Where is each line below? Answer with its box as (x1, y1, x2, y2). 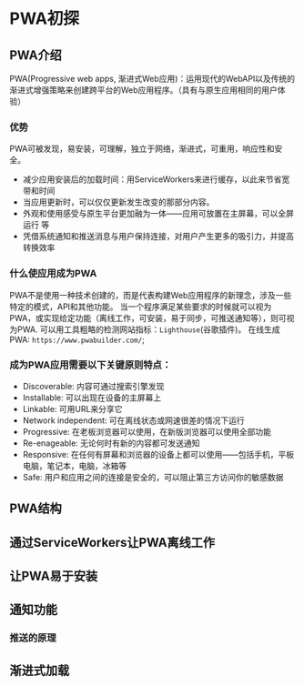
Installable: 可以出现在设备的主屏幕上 (22, 392, 162, 403)
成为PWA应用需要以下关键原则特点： (9, 358, 172, 371)
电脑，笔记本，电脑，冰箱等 (22, 460, 127, 471)
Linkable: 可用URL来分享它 (22, 403, 123, 414)
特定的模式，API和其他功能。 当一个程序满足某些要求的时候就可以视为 (9, 301, 272, 312)
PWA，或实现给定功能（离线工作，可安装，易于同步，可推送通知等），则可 (9, 312, 287, 323)
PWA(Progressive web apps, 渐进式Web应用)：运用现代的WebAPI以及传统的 (9, 74, 296, 84)
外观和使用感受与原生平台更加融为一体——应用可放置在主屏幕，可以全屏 (22, 208, 294, 219)
